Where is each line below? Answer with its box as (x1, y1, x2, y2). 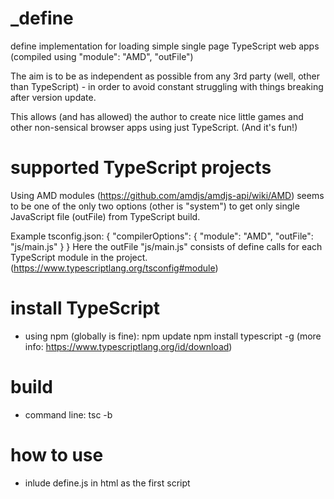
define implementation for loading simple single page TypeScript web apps (10, 40, 320, 52)
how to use (10, 443, 104, 466)
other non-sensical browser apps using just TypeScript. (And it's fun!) (10, 121, 298, 133)
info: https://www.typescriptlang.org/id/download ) (24, 340, 233, 352)
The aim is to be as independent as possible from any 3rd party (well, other (10, 70, 320, 82)
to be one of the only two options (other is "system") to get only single (10, 200, 300, 212)
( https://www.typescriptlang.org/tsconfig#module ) (10, 262, 219, 274)
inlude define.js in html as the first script (24, 477, 191, 489)
